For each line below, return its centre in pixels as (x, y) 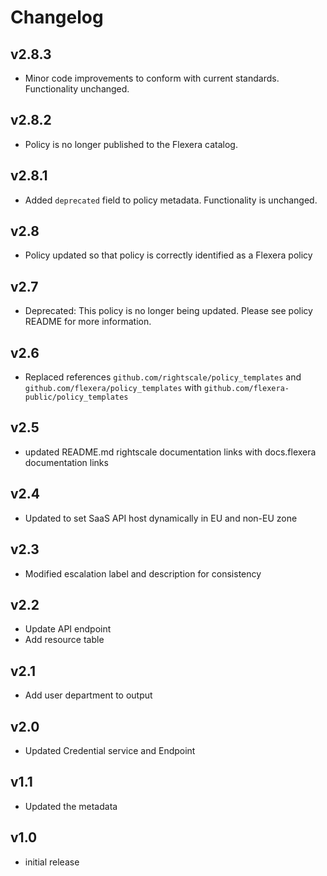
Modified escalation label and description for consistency (143, 573)
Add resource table (64, 640)
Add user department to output (88, 695)
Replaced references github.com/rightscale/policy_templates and (163, 377)
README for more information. (88, 322)
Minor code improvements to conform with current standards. (152, 78)
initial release (52, 862)
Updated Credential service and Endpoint (110, 750)
